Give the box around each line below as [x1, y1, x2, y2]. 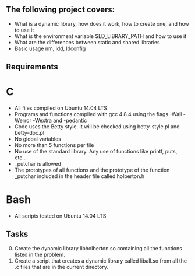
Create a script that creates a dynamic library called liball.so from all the [14, 257, 187, 264]
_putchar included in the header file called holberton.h [14, 173, 145, 180]
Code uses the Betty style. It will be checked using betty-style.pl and [14, 123, 180, 130]
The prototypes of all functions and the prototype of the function [14, 166, 170, 174]
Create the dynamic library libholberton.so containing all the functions [14, 244, 182, 251]
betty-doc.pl [14, 130, 45, 137]
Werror [14, 117, 32, 124]
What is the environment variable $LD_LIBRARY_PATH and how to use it [14, 32, 187, 40]
